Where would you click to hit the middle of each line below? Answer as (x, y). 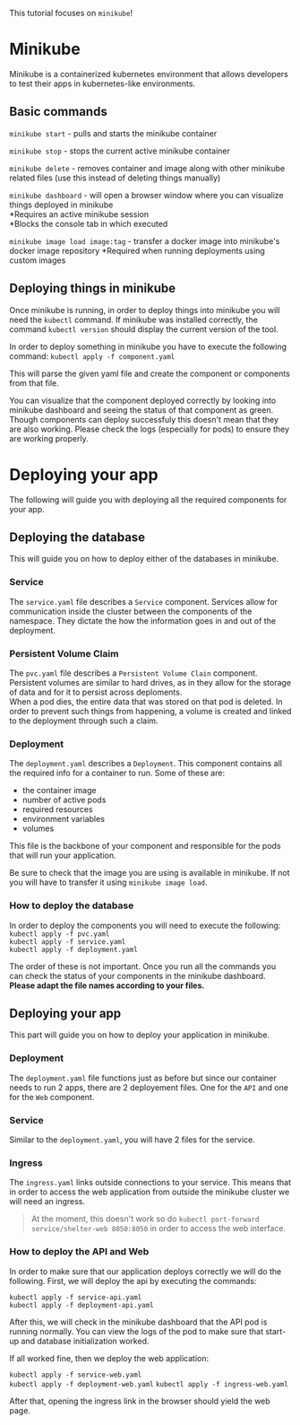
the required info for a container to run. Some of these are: (117, 773)
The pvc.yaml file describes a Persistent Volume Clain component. (133, 673)
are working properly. (49, 438)
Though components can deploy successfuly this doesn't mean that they (144, 419)
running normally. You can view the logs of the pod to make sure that (137, 1331)
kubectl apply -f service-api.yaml (76, 1297)
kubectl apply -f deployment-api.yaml (81, 1305)
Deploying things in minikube (93, 288)
